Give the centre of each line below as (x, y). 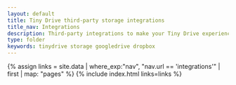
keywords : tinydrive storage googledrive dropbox (81, 46)
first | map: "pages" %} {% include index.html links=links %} (95, 74)
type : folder (26, 40)
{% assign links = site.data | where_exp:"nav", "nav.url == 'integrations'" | (114, 66)
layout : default (31, 14)
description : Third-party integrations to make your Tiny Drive (103, 33)
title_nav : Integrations (44, 27)
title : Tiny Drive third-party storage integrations (86, 20)
